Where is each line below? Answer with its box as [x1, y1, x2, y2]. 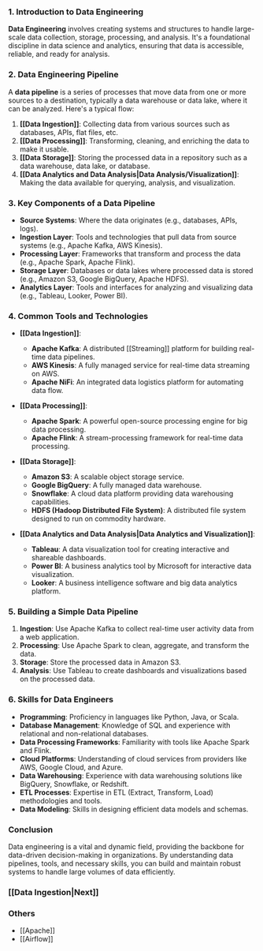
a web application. [19, 632, 80, 642]
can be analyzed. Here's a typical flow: [8, 103, 135, 113]
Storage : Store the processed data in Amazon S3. [19, 657, 181, 667]
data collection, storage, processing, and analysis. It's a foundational [27, 32, 250, 42]
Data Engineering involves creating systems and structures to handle [8, 24, 234, 34]
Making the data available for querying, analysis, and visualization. [19, 178, 235, 187]
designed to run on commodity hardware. [31, 514, 167, 523]
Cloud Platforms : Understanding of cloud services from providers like [19, 754, 247, 763]
